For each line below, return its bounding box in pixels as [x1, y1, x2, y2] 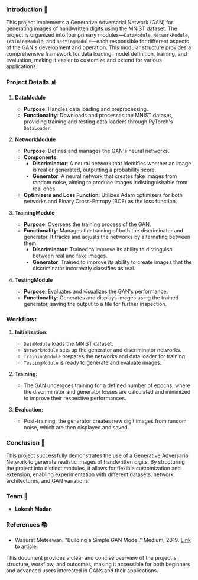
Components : [23, 154, 58, 161]
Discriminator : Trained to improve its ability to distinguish [32, 246, 173, 253]
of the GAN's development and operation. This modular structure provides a [6, 44, 191, 51]
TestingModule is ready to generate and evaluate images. [23, 359, 162, 366]
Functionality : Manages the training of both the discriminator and [23, 227, 183, 234]
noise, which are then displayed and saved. [23, 423, 129, 431]
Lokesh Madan [14, 505, 52, 512]
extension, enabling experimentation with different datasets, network [6, 471, 174, 478]
